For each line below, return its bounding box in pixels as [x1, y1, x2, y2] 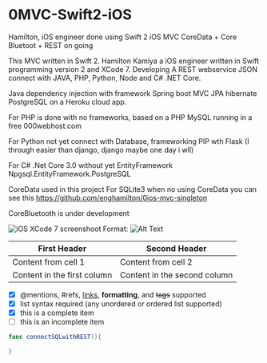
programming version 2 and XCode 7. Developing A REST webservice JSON [8, 64, 258, 74]
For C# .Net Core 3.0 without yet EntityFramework [8, 160, 173, 170]
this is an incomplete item [19, 317, 105, 327]
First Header [38, 242, 86, 253]
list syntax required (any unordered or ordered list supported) [19, 299, 222, 309]
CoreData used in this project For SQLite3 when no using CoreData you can [8, 184, 257, 193]
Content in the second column [119, 269, 233, 281]
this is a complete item [19, 308, 94, 317]
